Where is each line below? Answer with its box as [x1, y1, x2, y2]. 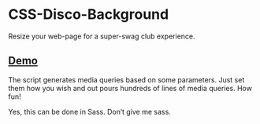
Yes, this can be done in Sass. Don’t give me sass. [8, 107, 171, 116]
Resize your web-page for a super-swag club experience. [8, 31, 195, 41]
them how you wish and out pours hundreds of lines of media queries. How [8, 83, 252, 93]
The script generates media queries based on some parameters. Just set [8, 75, 245, 84]
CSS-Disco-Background [8, 5, 169, 24]
